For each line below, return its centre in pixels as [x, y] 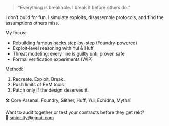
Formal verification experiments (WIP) [53, 59]
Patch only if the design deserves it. [50, 90]
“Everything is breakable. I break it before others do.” [74, 7]
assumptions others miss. [33, 23]
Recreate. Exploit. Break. [39, 79]
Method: [14, 69]
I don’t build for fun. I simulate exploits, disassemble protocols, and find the [84, 17]
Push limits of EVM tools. [39, 85]
